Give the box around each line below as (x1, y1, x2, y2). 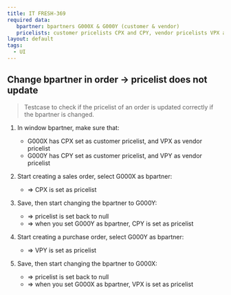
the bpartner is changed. (23, 110, 95, 118)
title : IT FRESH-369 (7, 10, 67, 17)
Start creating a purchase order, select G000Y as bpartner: (16, 232, 184, 241)
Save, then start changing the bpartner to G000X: (16, 259, 158, 267)
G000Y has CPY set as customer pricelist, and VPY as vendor (27, 151, 203, 160)
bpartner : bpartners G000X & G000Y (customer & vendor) (16, 23, 180, 30)
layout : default (7, 36, 54, 43)
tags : (7, 42, 23, 49)
